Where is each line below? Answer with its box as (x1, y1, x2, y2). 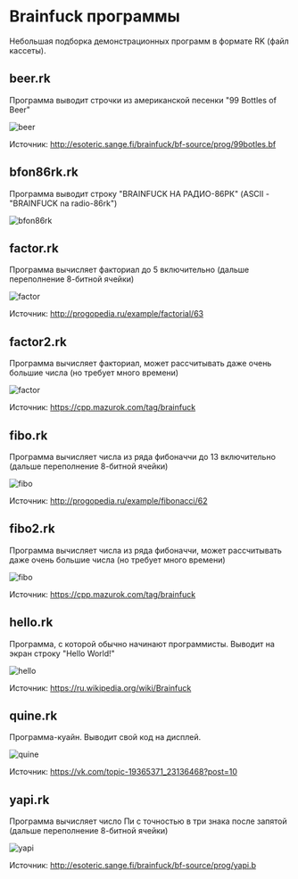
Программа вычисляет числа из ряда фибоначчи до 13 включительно (9, 452, 277, 462)
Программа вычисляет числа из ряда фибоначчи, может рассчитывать (9, 545, 283, 555)
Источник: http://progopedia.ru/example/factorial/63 (9, 308, 203, 319)
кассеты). (9, 45, 46, 55)
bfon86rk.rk (9, 165, 79, 180)
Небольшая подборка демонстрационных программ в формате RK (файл (9, 36, 290, 46)
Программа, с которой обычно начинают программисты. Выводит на (9, 638, 275, 649)
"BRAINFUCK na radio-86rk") (9, 198, 118, 209)
